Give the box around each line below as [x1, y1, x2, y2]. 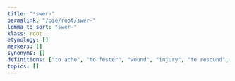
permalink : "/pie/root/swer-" [7, 17, 97, 24]
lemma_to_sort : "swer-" [7, 23, 78, 30]
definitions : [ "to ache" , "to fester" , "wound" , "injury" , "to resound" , [7, 56, 229, 63]
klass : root [7, 30, 42, 37]
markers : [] [7, 43, 42, 50]
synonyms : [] [7, 50, 46, 57]
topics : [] [7, 63, 40, 70]
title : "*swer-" [7, 10, 55, 18]
